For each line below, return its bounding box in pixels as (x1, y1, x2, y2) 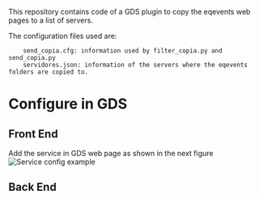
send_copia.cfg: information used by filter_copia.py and (23, 47, 223, 55)
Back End (8, 180, 57, 194)
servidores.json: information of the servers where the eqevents (23, 61, 248, 69)
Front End (8, 127, 58, 141)
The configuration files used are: (8, 32, 117, 40)
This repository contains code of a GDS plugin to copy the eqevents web (8, 7, 251, 16)
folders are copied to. (8, 68, 89, 76)
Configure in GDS (8, 95, 128, 113)
